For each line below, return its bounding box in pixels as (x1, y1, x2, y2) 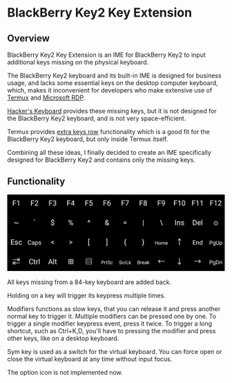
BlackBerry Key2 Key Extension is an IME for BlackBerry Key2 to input (7, 50, 206, 59)
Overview (7, 32, 50, 44)
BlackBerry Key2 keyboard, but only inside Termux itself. (7, 135, 168, 143)
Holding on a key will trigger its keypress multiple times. (7, 292, 166, 299)
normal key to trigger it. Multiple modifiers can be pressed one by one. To (7, 312, 216, 320)
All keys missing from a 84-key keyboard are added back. (7, 278, 171, 286)
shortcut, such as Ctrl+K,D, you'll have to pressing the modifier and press (7, 327, 216, 335)
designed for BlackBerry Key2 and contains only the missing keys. (7, 156, 195, 164)
